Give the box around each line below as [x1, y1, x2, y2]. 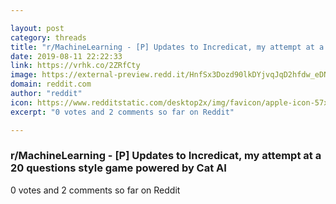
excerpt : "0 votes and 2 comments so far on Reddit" [10, 107, 235, 117]
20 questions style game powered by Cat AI [10, 161, 227, 175]
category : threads [10, 32, 87, 43]
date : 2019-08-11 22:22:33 [10, 51, 123, 61]
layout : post [10, 23, 65, 33]
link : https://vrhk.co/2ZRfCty [10, 61, 141, 71]
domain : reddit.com [10, 79, 92, 90]
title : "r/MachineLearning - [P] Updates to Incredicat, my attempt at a [10, 42, 325, 52]
